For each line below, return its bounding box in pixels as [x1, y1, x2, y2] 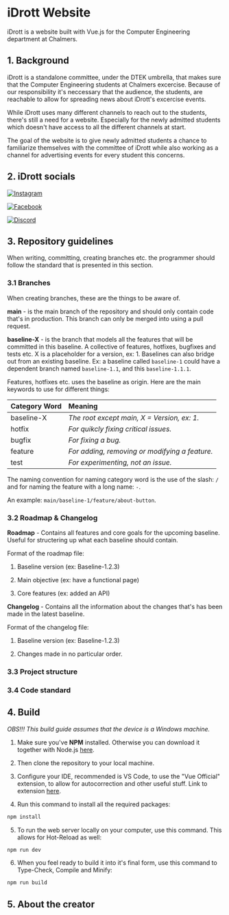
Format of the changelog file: [7, 623, 89, 631]
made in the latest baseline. [7, 610, 85, 618]
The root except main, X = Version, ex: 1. [68, 412, 200, 422]
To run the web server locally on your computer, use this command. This [16, 826, 222, 834]
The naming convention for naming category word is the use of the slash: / [7, 475, 219, 483]
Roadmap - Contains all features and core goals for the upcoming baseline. [7, 528, 221, 537]
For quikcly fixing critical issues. [68, 424, 172, 434]
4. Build [7, 707, 40, 718]
